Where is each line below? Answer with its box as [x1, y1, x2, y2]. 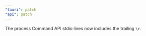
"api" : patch [5, 12, 32, 17]
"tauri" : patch [5, 7, 37, 12]
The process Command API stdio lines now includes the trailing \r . [5, 25, 142, 31]
